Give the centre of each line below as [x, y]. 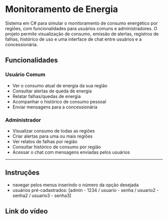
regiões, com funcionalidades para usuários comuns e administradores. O [81, 28]
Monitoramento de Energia [62, 9]
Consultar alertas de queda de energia [52, 91]
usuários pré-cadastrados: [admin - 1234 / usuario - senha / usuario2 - [85, 190]
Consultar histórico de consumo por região [56, 147]
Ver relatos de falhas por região [45, 141]
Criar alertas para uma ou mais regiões [52, 136]
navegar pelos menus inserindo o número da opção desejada [75, 185]
